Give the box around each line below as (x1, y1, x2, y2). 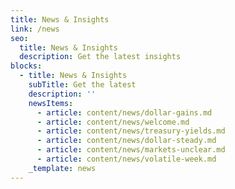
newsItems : (28, 98, 74, 108)
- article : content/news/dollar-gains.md (36, 107, 213, 118)
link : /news (10, 24, 60, 34)
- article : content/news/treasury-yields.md (36, 126, 226, 136)
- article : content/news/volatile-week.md (36, 154, 217, 164)
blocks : (10, 61, 43, 71)
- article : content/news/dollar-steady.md (36, 136, 217, 146)
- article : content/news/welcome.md (36, 117, 190, 127)
